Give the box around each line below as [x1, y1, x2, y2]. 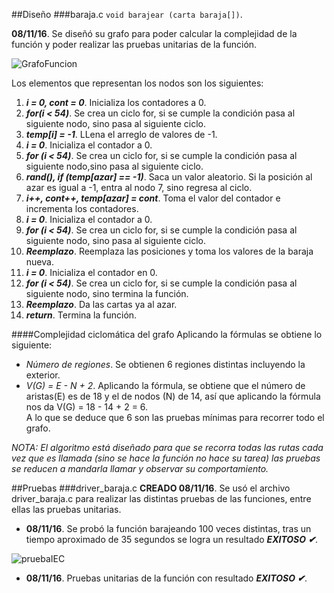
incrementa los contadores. [25, 203, 139, 214]
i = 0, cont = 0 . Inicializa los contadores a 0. [25, 97, 207, 108]
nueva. [25, 256, 54, 268]
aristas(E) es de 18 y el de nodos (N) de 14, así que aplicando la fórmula [25, 390, 321, 402]
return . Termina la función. [25, 309, 138, 321]
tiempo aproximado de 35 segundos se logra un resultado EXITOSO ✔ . [25, 534, 319, 545]
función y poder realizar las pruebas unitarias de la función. [11, 39, 258, 50]
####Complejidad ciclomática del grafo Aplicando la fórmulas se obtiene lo [11, 329, 323, 340]
